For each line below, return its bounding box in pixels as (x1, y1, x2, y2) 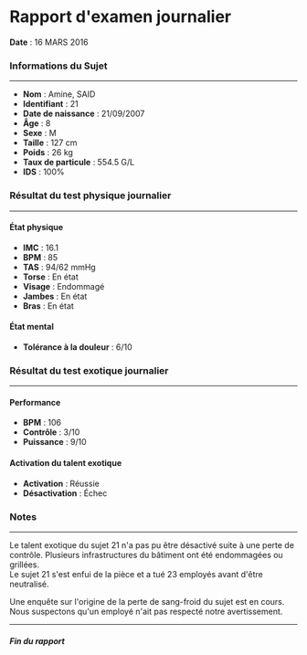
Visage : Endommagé (22, 280, 105, 291)
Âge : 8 (22, 118, 51, 129)
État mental (9, 322, 55, 333)
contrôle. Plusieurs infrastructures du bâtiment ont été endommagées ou (9, 549, 283, 560)
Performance (9, 396, 61, 407)
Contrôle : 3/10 (22, 427, 80, 438)
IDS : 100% (22, 166, 66, 177)
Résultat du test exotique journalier (9, 364, 169, 376)
